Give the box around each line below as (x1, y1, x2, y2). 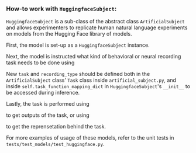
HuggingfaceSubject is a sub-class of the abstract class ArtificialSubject (6, 18, 185, 25)
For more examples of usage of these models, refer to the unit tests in (6, 134, 174, 141)
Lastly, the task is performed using (6, 100, 90, 107)
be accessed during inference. (6, 89, 80, 96)
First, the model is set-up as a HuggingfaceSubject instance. (6, 41, 150, 48)
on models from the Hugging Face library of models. (6, 30, 132, 37)
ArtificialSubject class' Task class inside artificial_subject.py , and (6, 76, 177, 84)
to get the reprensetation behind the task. (6, 123, 106, 130)
